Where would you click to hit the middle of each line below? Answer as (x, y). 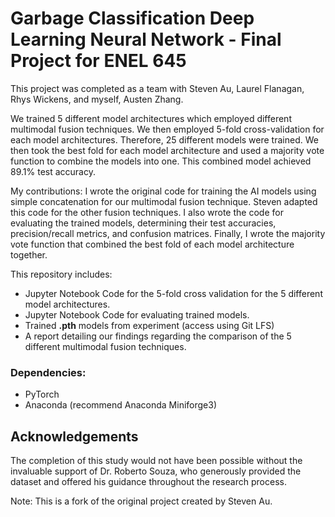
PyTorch (42, 394)
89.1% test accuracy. (53, 171)
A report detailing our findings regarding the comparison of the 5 (158, 336)
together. (29, 254)
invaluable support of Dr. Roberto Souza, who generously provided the (156, 471)
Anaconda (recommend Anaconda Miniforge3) (121, 405)
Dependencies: (48, 372)
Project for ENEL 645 (98, 61)
